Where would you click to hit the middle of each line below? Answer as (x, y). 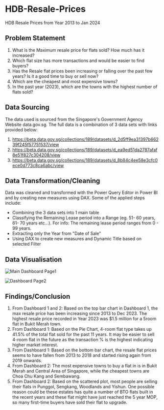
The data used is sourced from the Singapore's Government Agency (74, 119)
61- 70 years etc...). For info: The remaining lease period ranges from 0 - (85, 223)
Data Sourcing (27, 108)
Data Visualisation (34, 259)
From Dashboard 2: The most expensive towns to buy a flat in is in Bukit (84, 366)
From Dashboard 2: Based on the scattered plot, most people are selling (85, 381)
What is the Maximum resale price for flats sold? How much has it (78, 50)
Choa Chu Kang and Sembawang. (46, 376)
